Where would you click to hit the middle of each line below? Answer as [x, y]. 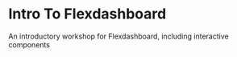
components [29, 44]
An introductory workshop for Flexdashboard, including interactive [118, 36]
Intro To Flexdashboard [87, 14]
